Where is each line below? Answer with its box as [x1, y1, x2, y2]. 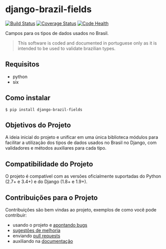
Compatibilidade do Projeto [5, 160, 94, 168]
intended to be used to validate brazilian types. [17, 45, 116, 51]
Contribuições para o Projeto [5, 193, 98, 202]
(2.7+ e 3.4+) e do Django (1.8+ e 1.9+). [5, 179, 88, 185]
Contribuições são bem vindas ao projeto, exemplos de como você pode [5, 207, 157, 212]
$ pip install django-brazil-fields [5, 107, 82, 112]
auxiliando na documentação [12, 238, 73, 244]
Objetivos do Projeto [5, 121, 71, 129]
